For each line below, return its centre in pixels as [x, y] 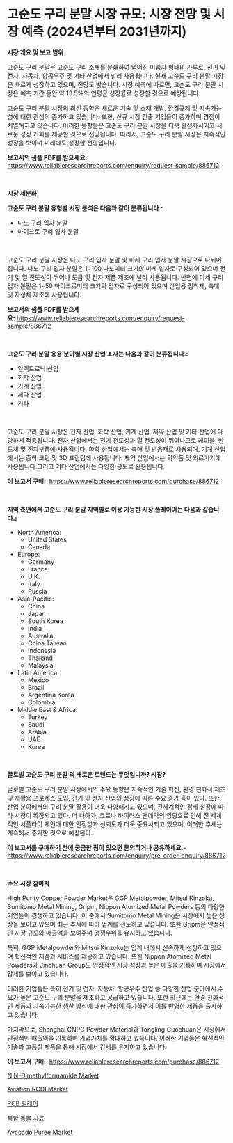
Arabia [37, 732]
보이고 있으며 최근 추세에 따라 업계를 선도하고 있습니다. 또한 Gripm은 [113, 924]
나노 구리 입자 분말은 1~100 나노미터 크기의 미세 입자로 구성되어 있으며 [123, 268]
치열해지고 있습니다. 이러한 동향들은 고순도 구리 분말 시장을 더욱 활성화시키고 [111, 125]
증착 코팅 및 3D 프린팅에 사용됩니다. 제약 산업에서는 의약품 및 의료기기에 [123, 457]
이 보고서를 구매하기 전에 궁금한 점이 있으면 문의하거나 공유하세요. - [97, 847]
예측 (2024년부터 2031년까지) [104, 32]
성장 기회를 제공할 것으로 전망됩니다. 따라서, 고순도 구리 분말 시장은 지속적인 [123, 134]
